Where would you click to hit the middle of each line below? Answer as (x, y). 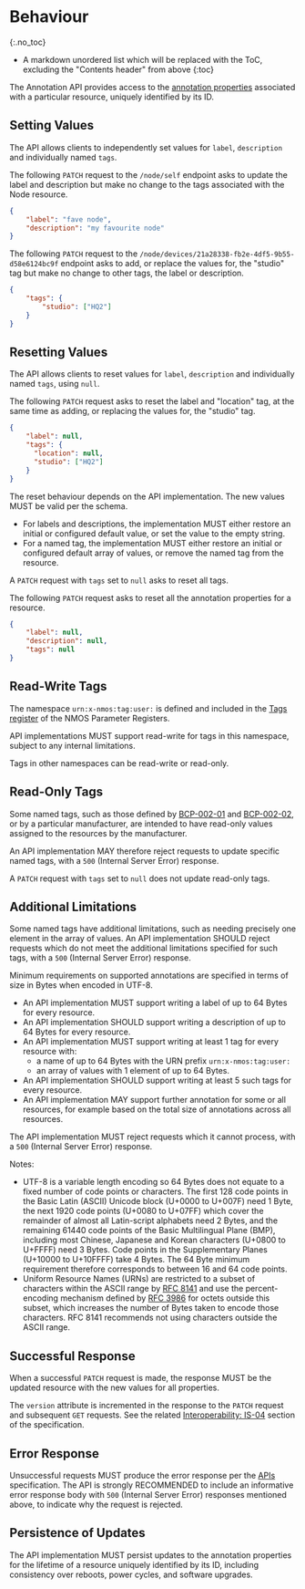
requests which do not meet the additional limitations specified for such (144, 948)
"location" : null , (68, 453)
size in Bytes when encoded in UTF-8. (81, 985)
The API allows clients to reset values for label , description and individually (152, 374)
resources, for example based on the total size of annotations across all (157, 1109)
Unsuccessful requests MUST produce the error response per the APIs (142, 1475)
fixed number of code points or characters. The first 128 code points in (155, 1191)
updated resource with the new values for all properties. (115, 1387)
